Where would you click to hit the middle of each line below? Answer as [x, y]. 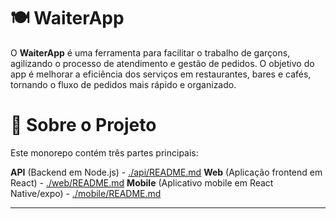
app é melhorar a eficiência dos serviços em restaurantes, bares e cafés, [161, 74]
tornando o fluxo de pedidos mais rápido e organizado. [123, 84]
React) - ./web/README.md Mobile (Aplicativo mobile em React [142, 182]
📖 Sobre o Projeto [83, 125]
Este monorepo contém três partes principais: [104, 152]
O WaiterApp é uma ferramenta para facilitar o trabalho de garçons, [150, 52]
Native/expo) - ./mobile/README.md [86, 193]
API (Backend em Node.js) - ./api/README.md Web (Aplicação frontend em [166, 172]
